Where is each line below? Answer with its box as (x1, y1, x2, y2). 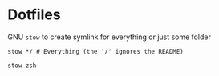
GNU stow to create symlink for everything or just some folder (7, 32, 212, 42)
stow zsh (7, 62, 37, 70)
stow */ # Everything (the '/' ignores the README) (7, 47, 184, 55)
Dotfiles (7, 6, 61, 24)
